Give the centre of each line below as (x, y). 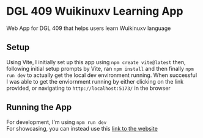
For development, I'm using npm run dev (57, 122)
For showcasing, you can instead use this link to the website (82, 128)
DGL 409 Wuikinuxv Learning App (95, 11)
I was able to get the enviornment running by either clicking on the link (95, 81)
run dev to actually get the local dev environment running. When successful (102, 75)
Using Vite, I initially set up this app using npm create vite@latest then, (96, 62)
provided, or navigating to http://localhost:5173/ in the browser (89, 88)
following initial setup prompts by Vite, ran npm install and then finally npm (100, 68)
